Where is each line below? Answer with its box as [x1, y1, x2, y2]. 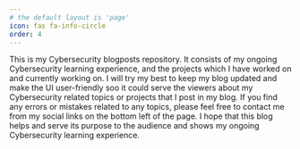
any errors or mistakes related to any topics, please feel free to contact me [9, 102, 285, 112]
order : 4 [9, 29, 42, 38]
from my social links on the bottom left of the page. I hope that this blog [9, 111, 273, 121]
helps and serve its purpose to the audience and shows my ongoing [9, 120, 260, 131]
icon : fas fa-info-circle [9, 21, 106, 30]
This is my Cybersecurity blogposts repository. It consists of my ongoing [9, 54, 278, 65]
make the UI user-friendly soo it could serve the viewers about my [9, 82, 253, 94]
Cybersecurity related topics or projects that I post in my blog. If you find [9, 92, 278, 103]
